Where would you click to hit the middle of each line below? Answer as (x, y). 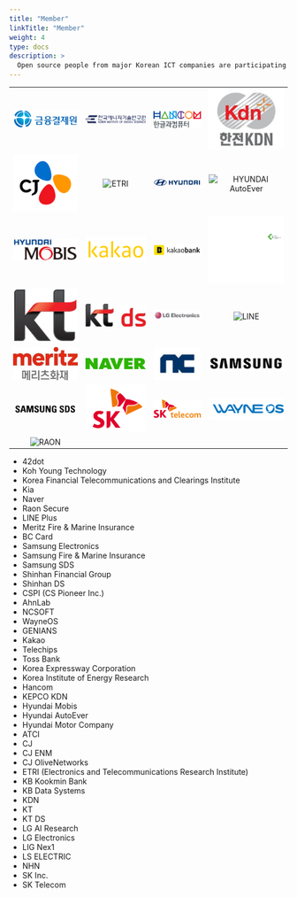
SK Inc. (35, 876)
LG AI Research (50, 829)
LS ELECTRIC (46, 857)
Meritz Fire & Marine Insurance (78, 528)
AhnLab (36, 603)
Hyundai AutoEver (55, 715)
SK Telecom (44, 885)
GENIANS (39, 631)
